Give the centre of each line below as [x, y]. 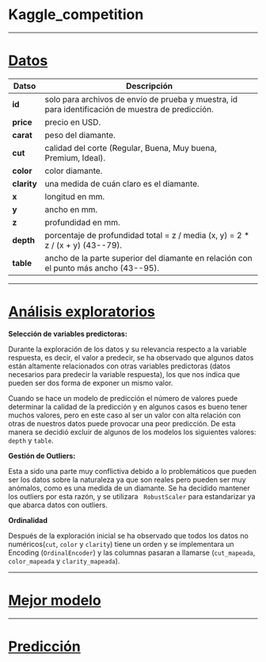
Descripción [149, 86]
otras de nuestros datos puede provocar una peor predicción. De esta [122, 423]
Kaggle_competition [76, 15]
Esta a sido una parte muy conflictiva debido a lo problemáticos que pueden [133, 471]
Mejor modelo [55, 600]
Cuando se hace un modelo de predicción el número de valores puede [123, 398]
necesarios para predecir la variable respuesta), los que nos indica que [124, 374]
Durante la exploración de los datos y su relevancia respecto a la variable [127, 349]
